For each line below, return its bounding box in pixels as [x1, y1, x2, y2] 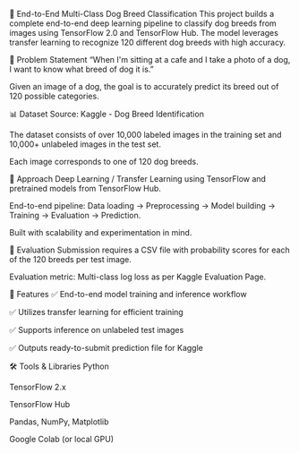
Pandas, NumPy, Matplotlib [9, 416, 109, 427]
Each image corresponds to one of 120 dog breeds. [9, 157, 199, 167]
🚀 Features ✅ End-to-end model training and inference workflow [9, 289, 248, 299]
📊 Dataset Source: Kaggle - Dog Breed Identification [9, 108, 204, 119]
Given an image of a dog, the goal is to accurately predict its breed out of [9, 81, 279, 91]
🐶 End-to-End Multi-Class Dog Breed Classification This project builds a [9, 9, 275, 19]
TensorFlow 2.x [9, 381, 67, 392]
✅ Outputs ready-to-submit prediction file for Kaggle [9, 343, 203, 353]
